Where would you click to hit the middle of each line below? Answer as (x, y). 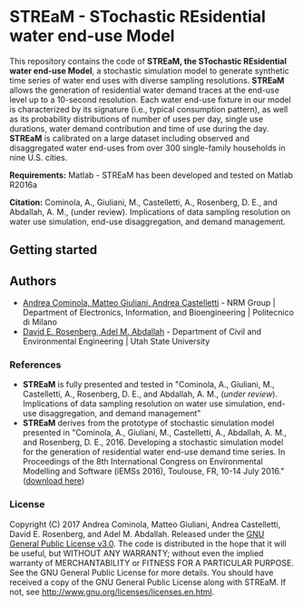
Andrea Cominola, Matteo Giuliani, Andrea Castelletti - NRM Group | (149, 303)
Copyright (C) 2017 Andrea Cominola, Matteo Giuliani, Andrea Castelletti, (145, 524)
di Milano (39, 322)
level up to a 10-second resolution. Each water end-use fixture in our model (151, 99)
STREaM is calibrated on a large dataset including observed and (129, 138)
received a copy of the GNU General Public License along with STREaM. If (148, 582)
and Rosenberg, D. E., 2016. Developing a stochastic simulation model (153, 443)
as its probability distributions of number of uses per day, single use (137, 119)
